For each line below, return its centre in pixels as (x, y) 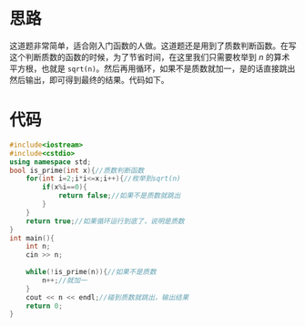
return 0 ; (45, 306)
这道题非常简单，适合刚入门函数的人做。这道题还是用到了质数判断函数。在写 (153, 46)
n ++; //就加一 (65, 280)
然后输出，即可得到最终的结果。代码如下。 (89, 79)
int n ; (38, 247)
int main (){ (32, 238)
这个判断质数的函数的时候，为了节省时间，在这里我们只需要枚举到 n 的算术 (150, 56)
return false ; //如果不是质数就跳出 (119, 196)
